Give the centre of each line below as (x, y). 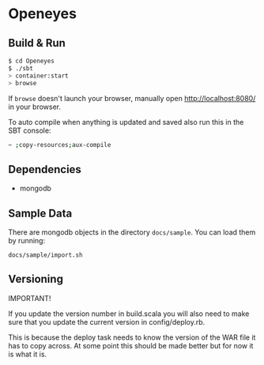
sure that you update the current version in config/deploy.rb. (107, 322)
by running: (27, 241)
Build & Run (37, 43)
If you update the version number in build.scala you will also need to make (129, 314)
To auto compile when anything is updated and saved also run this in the (126, 122)
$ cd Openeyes (32, 61)
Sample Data (40, 213)
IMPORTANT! (30, 298)
